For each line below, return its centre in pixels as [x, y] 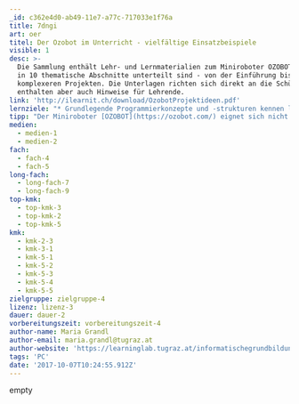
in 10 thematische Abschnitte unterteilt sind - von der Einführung [147, 76]
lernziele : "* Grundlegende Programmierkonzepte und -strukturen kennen [147, 109]
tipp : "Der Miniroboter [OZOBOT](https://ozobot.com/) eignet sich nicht [149, 117]
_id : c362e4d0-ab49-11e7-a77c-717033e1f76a [91, 17]
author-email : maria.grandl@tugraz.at [81, 340]
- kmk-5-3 [35, 274]
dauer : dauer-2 [37, 315]
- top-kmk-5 [40, 224]
